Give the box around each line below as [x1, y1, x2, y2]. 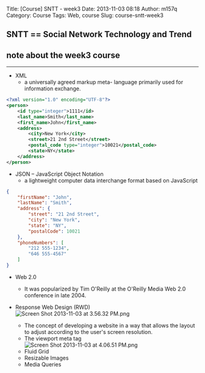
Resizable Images [24, 354, 69, 361]
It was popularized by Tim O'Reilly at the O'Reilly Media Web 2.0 [24, 285, 186, 292]
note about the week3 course [6, 50, 120, 60]
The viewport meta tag [24, 335, 82, 342]
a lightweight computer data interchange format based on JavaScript [24, 176, 198, 184]
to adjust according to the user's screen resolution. [24, 328, 153, 335]
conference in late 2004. [24, 291, 87, 299]
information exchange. [24, 85, 81, 92]
